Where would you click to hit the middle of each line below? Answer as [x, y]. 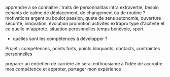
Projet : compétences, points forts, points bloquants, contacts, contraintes [83, 48]
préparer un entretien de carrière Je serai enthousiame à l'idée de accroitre [84, 64]
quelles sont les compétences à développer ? [60, 38]
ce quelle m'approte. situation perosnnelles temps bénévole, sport [74, 29]
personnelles [19, 54]
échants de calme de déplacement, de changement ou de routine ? [75, 13]
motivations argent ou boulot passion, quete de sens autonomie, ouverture [83, 18]
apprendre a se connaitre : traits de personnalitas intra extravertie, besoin [82, 7]
